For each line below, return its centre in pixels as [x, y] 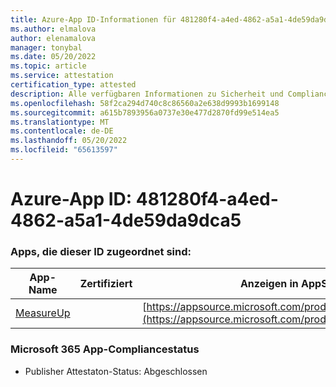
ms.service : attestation [62, 76]
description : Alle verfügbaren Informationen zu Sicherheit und [147, 94]
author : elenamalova [53, 38]
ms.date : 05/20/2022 [53, 57]
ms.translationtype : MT [60, 122]
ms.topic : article [48, 66]
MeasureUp [43, 313]
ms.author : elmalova [53, 29]
